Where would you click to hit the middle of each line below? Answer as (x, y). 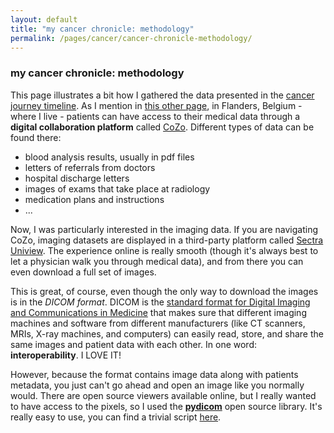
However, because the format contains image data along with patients (154, 374)
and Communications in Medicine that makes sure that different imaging (158, 312)
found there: (36, 137)
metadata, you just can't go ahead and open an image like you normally (157, 385)
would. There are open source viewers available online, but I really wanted (163, 395)
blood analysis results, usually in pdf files (109, 157)
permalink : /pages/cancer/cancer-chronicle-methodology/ (131, 38)
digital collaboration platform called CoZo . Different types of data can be (162, 127)
